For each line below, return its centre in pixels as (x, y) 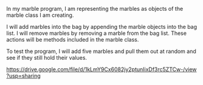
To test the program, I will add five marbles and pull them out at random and (101, 51)
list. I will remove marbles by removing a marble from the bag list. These (97, 33)
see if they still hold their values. (46, 58)
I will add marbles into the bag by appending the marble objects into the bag (102, 27)
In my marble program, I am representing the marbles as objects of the (95, 9)
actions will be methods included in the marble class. (73, 39)
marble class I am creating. (40, 15)
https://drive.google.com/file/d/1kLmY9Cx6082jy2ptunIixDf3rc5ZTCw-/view (101, 69)
